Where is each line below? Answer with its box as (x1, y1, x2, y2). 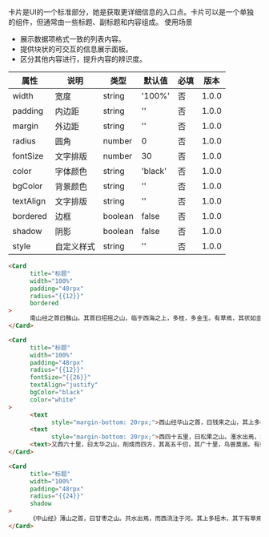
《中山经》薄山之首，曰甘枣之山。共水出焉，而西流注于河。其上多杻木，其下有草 (29, 515, 256, 523)
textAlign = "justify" (29, 381, 98, 390)
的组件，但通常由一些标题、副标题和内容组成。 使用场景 (8, 18, 193, 26)
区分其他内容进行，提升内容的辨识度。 (19, 55, 147, 63)
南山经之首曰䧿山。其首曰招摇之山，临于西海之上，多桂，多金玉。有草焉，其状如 (29, 314, 256, 322)
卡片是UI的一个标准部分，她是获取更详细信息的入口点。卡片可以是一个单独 (8, 7, 255, 17)
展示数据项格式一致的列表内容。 (19, 34, 126, 43)
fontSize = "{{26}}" (29, 373, 91, 382)
